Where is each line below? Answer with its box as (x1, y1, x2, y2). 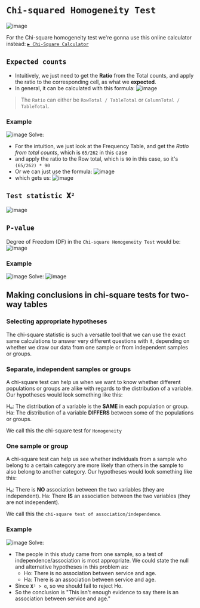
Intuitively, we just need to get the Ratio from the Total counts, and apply (14, 72, 194, 79)
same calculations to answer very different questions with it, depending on (6, 337, 190, 345)
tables (23, 299, 48, 309)
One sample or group (6, 441, 69, 450)
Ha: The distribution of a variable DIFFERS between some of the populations (6, 409, 194, 416)
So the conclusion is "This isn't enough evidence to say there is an (14, 588, 179, 595)
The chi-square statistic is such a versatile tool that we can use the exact (6, 331, 186, 338)
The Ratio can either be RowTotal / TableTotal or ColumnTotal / (20, 96, 180, 103)
